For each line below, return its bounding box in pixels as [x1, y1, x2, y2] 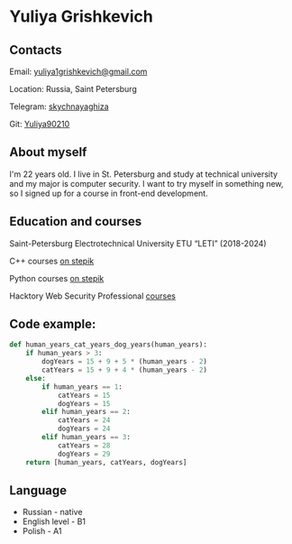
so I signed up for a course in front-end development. [9, 188, 209, 198]
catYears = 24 [57, 416, 111, 425]
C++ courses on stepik [9, 255, 95, 266]
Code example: [9, 317, 96, 332]
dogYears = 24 [57, 424, 111, 434]
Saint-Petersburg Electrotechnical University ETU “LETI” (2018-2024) [9, 237, 268, 249]
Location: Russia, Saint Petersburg [9, 84, 137, 94]
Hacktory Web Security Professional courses [9, 290, 176, 301]
